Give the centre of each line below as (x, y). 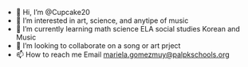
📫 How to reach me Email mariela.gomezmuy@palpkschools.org (122, 54)
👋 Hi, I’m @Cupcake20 (53, 12)
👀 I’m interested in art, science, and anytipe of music (102, 20)
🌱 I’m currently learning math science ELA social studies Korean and (128, 29)
